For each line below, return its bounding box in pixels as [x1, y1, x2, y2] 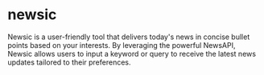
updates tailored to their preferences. [7, 57, 131, 67]
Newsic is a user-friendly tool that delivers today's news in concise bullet [7, 32, 250, 41]
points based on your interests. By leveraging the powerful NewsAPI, [7, 40, 236, 49]
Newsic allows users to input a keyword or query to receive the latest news [7, 49, 257, 58]
